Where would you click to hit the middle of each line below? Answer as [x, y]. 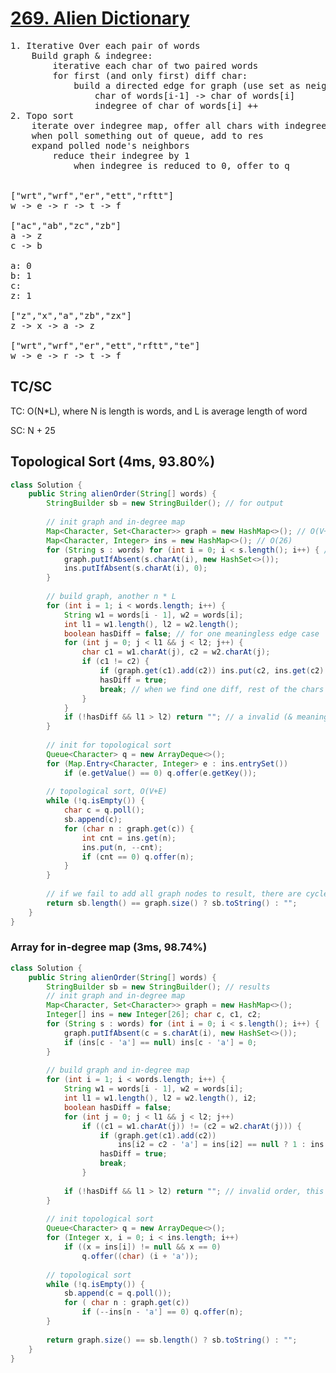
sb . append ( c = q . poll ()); [117, 1293]
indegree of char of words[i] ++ [176, 105]
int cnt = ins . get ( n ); [129, 838]
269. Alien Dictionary [100, 18]
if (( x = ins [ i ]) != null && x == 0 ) [142, 1247]
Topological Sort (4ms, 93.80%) [113, 462]
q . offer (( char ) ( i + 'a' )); [140, 1256]
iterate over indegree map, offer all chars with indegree [179, 125]
